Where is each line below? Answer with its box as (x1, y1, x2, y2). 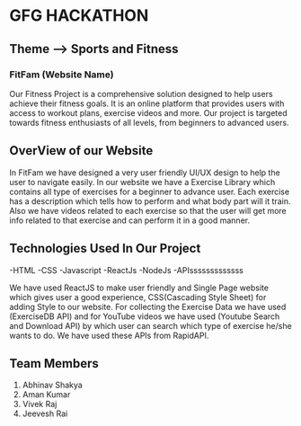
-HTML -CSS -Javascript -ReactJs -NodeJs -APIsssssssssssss (9, 264, 244, 275)
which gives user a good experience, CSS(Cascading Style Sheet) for (9, 291, 267, 302)
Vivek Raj (22, 399, 58, 410)
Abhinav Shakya (22, 379, 83, 391)
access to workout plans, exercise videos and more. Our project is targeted (9, 107, 288, 118)
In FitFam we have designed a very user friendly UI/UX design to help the (9, 167, 280, 178)
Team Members (9, 356, 99, 371)
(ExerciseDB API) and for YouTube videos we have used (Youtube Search (9, 311, 280, 322)
